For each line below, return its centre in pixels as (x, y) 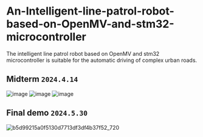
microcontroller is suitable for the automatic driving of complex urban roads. (102, 60)
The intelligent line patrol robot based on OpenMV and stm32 (83, 53)
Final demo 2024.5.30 (47, 113)
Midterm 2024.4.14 (42, 79)
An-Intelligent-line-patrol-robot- (90, 11)
